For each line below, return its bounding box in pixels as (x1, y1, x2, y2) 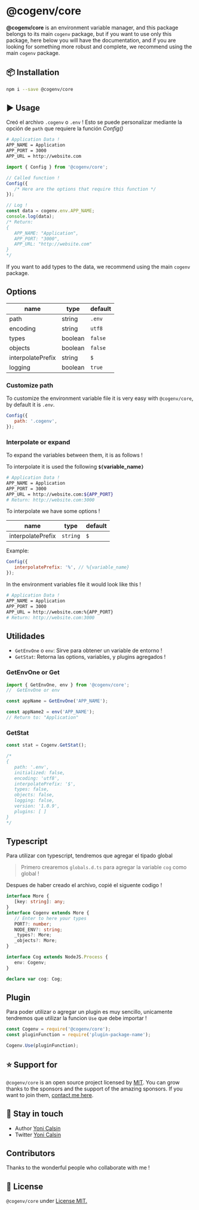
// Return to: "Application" (6, 714, 79, 721)
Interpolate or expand (6, 438, 71, 446)
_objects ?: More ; (14, 937, 58, 944)
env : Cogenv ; (14, 960, 47, 965)
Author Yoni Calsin (14, 1125, 61, 1132)
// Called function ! (6, 175, 60, 181)
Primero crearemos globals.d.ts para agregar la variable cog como (20, 864, 187, 871)
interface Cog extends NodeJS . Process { (6, 954, 109, 960)
